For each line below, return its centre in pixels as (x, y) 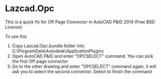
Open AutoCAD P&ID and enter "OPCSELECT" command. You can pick (83, 56)
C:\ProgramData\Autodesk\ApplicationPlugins (58, 51)
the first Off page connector (40, 61)
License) (14, 27)
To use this (16, 36)
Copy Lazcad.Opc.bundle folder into (48, 46)
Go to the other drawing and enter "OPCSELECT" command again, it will (84, 66)
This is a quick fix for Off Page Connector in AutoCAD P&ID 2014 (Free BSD (80, 22)
